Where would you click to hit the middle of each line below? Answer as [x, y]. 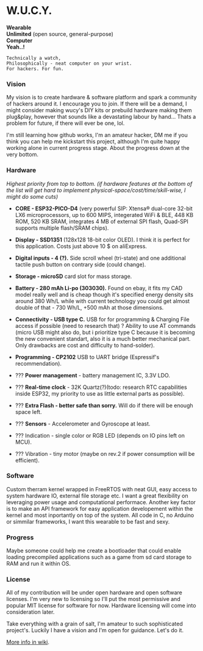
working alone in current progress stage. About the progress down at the [98, 148]
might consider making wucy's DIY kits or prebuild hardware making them [99, 110]
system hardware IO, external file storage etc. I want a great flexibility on [97, 496]
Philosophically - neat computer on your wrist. [69, 63]
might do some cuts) [32, 196]
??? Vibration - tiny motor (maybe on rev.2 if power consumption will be [105, 454]
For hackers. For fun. [35, 69]
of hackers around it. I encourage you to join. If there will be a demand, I [97, 104]
